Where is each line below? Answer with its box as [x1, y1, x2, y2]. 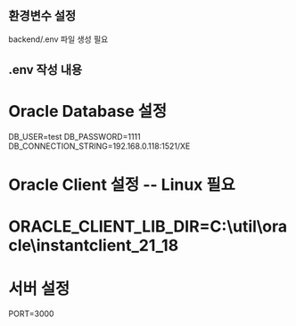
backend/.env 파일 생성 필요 [8, 34, 109, 45]
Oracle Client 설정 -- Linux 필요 [8, 175, 235, 195]
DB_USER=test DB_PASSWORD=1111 [8, 132, 142, 143]
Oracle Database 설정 [8, 102, 168, 122]
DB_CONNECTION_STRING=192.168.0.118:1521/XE [8, 141, 191, 151]
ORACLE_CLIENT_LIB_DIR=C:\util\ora [8, 216, 288, 236]
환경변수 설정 [8, 8, 77, 24]
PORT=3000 [8, 308, 54, 319]
